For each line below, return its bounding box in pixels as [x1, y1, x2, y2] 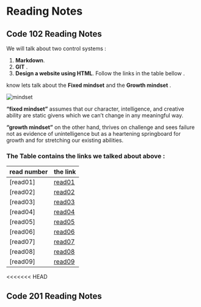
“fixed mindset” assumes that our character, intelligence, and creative [6, 105, 185, 113]
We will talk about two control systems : [6, 45, 107, 52]
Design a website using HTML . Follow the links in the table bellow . [15, 70, 185, 77]
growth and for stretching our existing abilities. [6, 136, 124, 144]
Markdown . [15, 57, 45, 64]
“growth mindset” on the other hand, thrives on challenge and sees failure [6, 124, 195, 131]
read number [9, 168, 48, 176]
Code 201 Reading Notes [6, 290, 102, 301]
